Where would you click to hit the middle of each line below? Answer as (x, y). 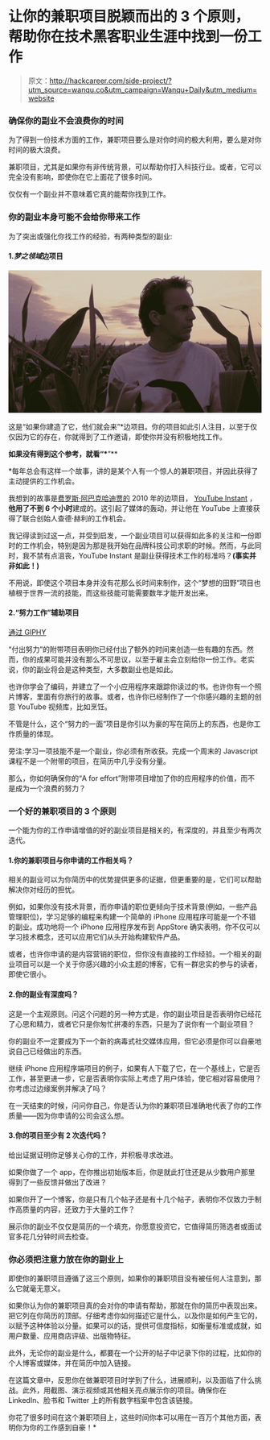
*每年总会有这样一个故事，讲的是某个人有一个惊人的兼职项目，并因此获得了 (133, 471)
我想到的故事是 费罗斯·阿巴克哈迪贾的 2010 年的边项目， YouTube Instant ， (133, 498)
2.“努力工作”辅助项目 (44, 612)
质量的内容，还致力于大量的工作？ (78, 1209)
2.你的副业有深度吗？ (43, 994)
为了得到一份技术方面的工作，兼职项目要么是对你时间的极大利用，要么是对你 (135, 140)
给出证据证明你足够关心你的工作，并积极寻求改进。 (93, 1155)
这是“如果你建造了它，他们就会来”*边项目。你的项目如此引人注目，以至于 (129, 426)
